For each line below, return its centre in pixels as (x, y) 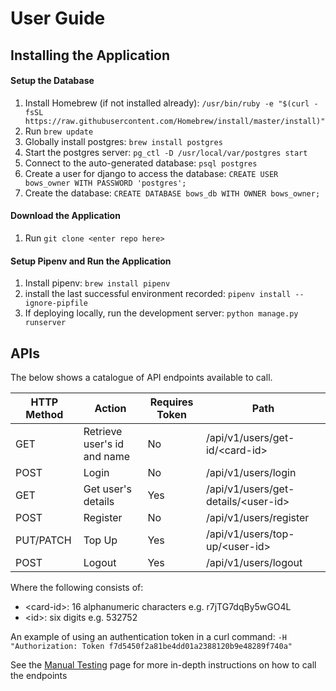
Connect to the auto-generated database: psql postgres (141, 163)
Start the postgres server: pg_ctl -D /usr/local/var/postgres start (166, 152)
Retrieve (103, 431)
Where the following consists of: (77, 587)
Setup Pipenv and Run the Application (91, 261)
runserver (45, 323)
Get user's (107, 489)
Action (110, 408)
